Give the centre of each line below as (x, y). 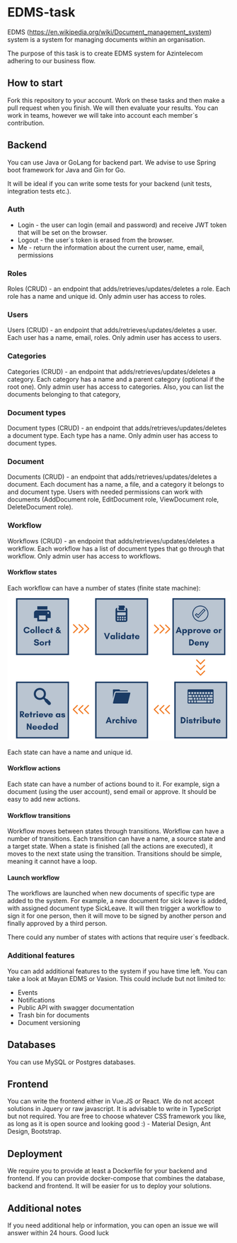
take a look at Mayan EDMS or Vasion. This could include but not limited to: (117, 978)
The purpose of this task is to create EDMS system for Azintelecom (105, 53)
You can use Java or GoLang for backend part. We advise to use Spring (112, 162)
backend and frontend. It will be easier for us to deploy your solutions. (110, 1186)
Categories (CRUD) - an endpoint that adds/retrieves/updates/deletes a (111, 371)
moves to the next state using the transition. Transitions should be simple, (115, 854)
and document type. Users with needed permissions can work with (105, 492)
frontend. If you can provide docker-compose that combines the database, (116, 1178)
